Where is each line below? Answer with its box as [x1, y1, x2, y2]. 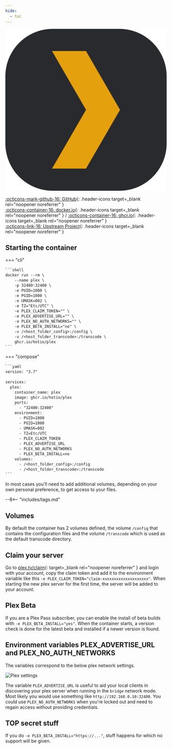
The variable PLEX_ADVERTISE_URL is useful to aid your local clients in [5, 682, 148, 688]
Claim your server [5, 551, 64, 559]
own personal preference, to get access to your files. [5, 486, 117, 493]
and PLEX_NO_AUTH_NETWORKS [5, 649, 116, 658]
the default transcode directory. [5, 536, 73, 542]
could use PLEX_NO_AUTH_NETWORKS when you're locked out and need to [5, 699, 153, 705]
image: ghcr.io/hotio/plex [14, 395, 72, 400]
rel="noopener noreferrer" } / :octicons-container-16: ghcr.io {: [5, 212, 137, 218]
